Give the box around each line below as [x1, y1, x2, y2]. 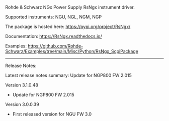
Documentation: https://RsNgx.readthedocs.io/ [5, 33, 102, 39]
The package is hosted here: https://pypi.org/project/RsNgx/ [5, 23, 131, 29]
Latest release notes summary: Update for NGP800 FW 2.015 [5, 72, 132, 78]
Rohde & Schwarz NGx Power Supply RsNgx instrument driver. [5, 4, 135, 10]
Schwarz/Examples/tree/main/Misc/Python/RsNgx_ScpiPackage [5, 48, 138, 54]
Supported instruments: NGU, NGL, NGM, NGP [5, 14, 102, 19]
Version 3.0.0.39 [5, 101, 39, 107]
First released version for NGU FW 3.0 [12, 111, 92, 117]
